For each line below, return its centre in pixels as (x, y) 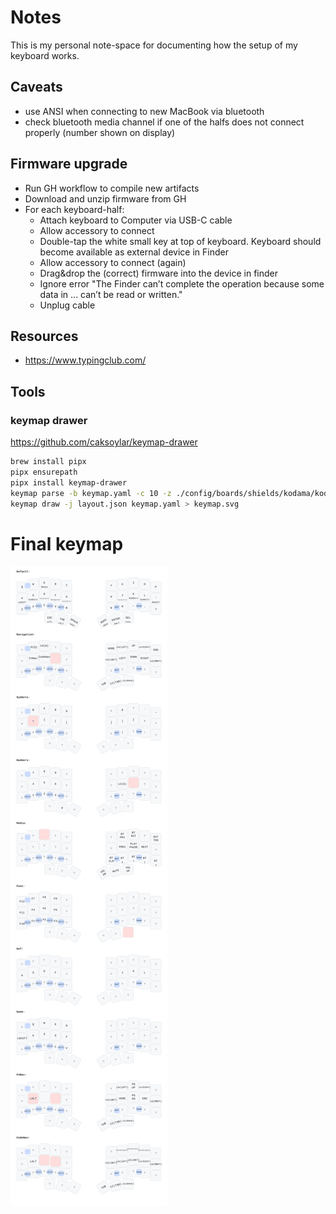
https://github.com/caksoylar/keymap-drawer (104, 442)
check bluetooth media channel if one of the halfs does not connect (164, 122)
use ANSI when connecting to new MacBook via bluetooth (144, 111)
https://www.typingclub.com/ (85, 360)
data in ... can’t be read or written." (111, 294)
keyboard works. (45, 55)
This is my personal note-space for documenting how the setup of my (154, 45)
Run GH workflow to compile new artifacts (112, 188)
